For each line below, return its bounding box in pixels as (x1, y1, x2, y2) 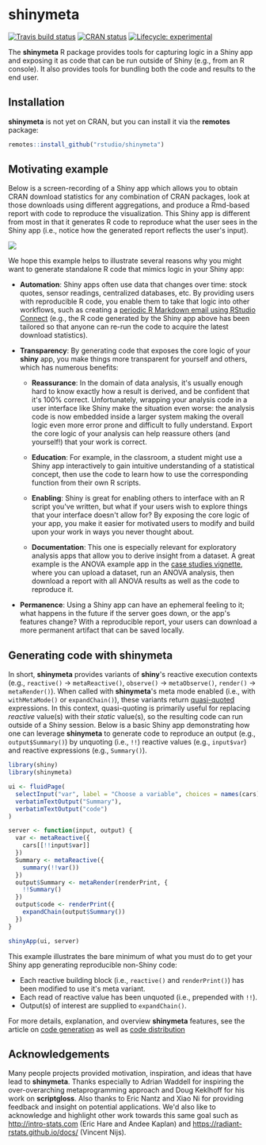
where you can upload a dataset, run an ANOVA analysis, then (31, 568, 235, 578)
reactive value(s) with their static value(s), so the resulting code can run (8, 712, 244, 721)
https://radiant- (192, 1119, 243, 1129)
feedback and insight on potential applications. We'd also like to (8, 1102, 216, 1112)
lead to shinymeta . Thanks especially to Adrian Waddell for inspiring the (8, 1077, 245, 1086)
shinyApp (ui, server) (8, 937, 80, 945)
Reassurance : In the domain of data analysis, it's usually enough (31, 378, 243, 388)
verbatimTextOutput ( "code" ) (15, 805, 108, 813)
